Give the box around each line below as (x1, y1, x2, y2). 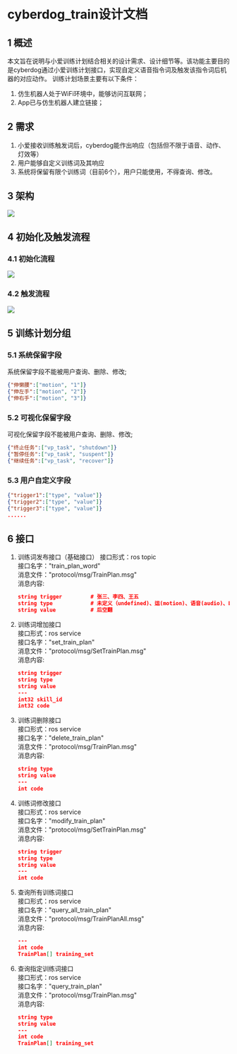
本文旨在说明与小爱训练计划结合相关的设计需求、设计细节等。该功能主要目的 (7, 57, 230, 65)
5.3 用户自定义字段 (7, 475, 71, 485)
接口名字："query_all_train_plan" (17, 906, 111, 914)
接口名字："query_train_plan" (17, 982, 102, 990)
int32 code (17, 702, 50, 709)
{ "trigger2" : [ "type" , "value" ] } (7, 498, 102, 505)
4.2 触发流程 (7, 289, 50, 299)
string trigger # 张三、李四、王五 (17, 594, 139, 601)
